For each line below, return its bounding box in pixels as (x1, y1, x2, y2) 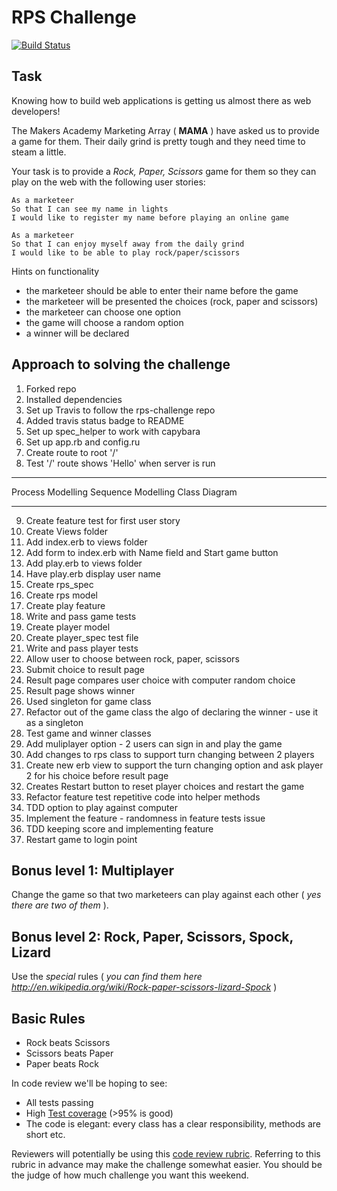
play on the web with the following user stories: (11, 176, 206, 188)
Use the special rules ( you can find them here (11, 971, 203, 983)
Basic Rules (11, 1010, 86, 1027)
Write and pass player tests (25, 642, 139, 654)
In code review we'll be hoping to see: (11, 1077, 168, 1089)
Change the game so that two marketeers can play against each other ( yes (11, 889, 322, 901)
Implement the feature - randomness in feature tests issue (25, 812, 266, 824)
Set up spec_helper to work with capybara (25, 425, 201, 437)
